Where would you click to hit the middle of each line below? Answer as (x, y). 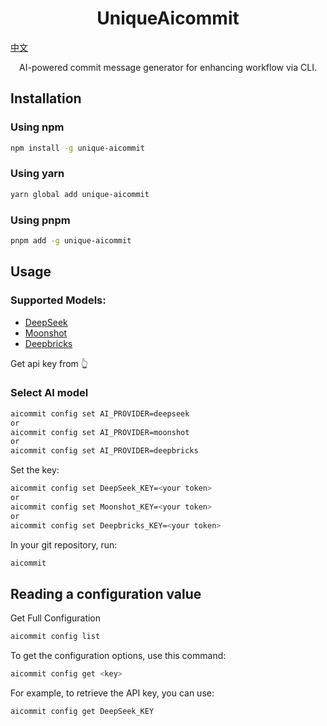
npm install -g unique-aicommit (77, 148)
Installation (46, 98)
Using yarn (37, 174)
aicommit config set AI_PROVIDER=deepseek (100, 413)
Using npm (37, 127)
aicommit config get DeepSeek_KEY (82, 712)
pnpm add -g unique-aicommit (71, 240)
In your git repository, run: (64, 544)
